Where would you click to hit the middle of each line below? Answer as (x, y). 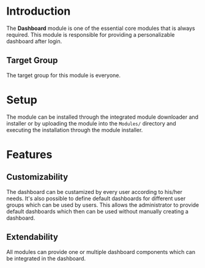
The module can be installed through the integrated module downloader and (102, 117)
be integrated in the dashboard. (46, 258)
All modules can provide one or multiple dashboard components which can (101, 251)
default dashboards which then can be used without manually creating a (97, 211)
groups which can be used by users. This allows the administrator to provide (103, 205)
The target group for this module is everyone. (64, 75)
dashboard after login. (34, 41)
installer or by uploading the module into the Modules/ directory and (91, 123)
